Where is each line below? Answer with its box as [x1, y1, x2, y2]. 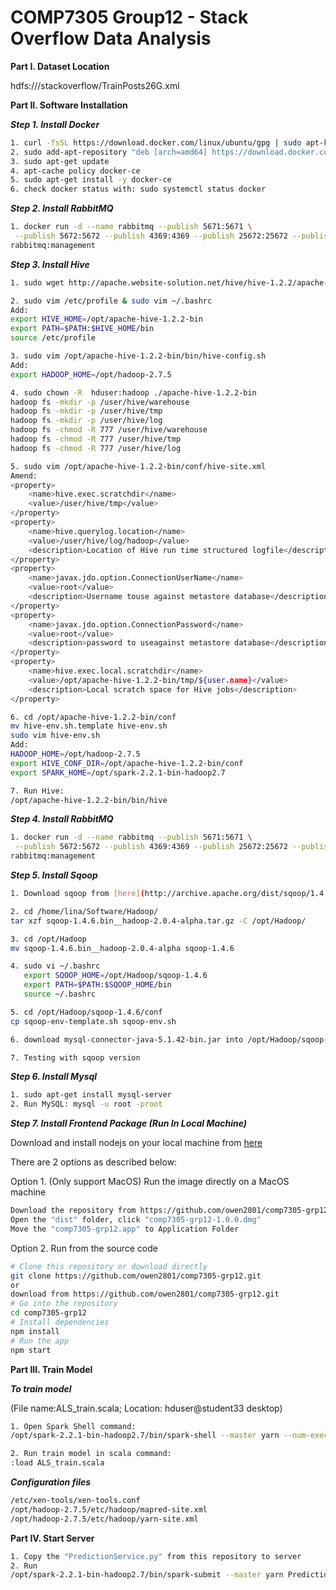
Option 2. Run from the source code [10, 1242, 158, 1254]
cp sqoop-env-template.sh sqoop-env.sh [10, 1016, 177, 1026]
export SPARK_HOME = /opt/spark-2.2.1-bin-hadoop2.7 [10, 767, 226, 778]
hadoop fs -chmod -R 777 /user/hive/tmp [10, 434, 182, 445]
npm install [10, 1326, 60, 1336]
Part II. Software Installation [10, 99, 128, 111]
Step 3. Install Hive [10, 258, 90, 270]
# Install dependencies [10, 1317, 110, 1328]
